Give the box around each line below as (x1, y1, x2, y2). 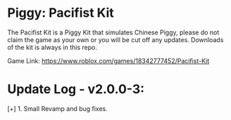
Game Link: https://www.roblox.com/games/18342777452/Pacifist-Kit (7, 56, 210, 65)
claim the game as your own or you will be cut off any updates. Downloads (7, 35, 224, 44)
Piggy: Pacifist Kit (7, 5, 114, 21)
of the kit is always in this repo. (7, 43, 97, 51)
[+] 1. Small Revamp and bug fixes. (7, 104, 108, 113)
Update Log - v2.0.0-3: (7, 81, 145, 98)
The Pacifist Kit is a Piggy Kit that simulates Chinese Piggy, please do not (7, 28, 220, 36)
